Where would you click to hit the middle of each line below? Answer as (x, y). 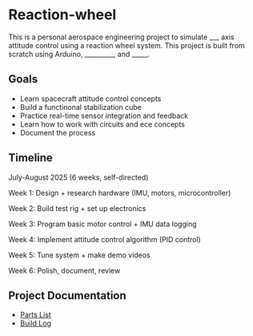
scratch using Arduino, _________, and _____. (79, 54)
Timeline (31, 158)
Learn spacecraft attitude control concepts (90, 99)
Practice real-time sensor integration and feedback (104, 115)
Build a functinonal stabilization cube (80, 107)
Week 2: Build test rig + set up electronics (77, 208)
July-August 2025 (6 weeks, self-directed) (78, 177)
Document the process (58, 132)
